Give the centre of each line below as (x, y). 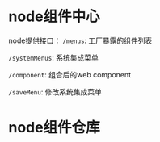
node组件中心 (54, 17)
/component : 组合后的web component (70, 74)
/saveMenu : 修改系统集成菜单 (55, 92)
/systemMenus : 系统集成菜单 (53, 57)
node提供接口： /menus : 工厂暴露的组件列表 (80, 40)
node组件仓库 (54, 128)
